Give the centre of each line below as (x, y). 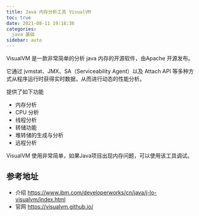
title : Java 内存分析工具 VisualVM (49, 12)
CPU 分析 (27, 112)
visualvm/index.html (40, 199)
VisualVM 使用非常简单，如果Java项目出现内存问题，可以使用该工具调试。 (100, 155)
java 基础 (23, 35)
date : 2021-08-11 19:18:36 (40, 23)
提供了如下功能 (25, 92)
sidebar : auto (24, 40)
